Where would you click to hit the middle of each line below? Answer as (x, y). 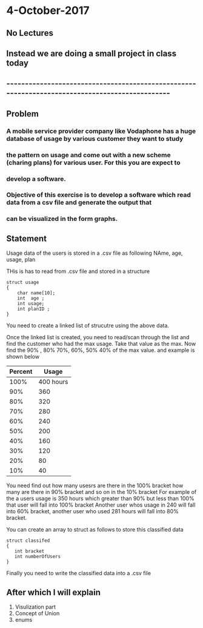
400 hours (53, 382)
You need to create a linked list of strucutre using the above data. (88, 326)
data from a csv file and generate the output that (79, 203)
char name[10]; (36, 293)
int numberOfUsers (38, 557)
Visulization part (35, 607)
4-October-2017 (48, 11)
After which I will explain (54, 592)
